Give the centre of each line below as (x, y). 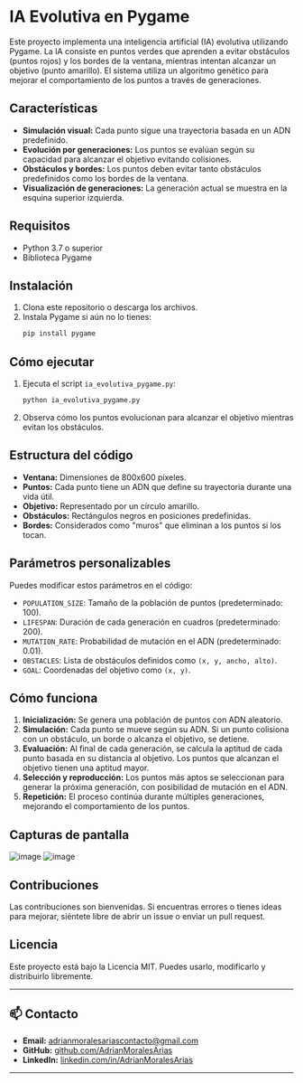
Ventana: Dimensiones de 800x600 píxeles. (104, 477)
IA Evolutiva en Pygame (100, 17)
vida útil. (38, 496)
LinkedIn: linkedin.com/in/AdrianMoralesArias (108, 1059)
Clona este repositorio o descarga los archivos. (110, 307)
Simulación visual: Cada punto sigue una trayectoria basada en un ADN (156, 130)
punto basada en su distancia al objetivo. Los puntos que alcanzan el (151, 758)
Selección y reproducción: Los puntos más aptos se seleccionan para (153, 777)
